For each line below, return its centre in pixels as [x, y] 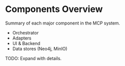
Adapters [22, 38]
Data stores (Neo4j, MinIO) [40, 48]
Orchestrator [25, 32]
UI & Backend [26, 43]
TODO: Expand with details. [33, 58]
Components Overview [54, 9]
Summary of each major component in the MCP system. [63, 23]
